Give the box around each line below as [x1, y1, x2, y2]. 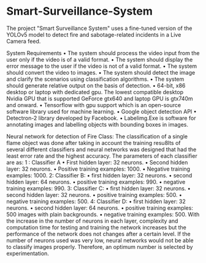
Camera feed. [6, 37, 41, 45]
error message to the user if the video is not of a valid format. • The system [6, 62, 197, 70]
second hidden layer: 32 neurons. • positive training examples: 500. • [6, 191, 183, 198]
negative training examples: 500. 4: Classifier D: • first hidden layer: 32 [6, 198, 186, 205]
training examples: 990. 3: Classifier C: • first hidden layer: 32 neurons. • [6, 185, 191, 192]
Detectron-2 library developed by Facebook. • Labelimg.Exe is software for [6, 114, 196, 122]
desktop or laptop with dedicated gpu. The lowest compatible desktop [6, 88, 184, 95]
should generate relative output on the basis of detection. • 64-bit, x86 [6, 81, 186, 89]
